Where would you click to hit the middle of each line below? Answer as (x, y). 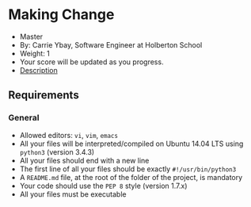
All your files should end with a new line (84, 160)
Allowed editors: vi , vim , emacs (69, 135)
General (24, 118)
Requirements (44, 96)
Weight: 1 (34, 53)
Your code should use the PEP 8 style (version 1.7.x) (103, 186)
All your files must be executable (73, 194)
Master (31, 36)
